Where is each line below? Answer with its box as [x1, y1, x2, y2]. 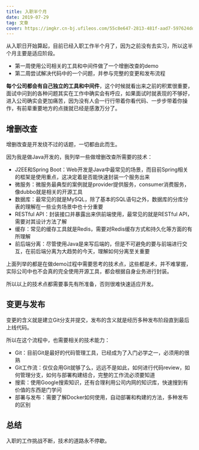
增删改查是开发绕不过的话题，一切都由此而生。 [6, 141, 120, 148]
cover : [6, 25, 23, 32]
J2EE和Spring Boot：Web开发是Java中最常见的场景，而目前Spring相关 [14, 166, 188, 173]
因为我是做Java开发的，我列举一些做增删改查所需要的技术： [6, 153, 153, 161]
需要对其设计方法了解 [14, 218, 67, 225]
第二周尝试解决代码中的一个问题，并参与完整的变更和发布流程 [14, 70, 166, 77]
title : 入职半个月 [6, 8, 47, 15]
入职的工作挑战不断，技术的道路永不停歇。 [6, 437, 110, 444]
